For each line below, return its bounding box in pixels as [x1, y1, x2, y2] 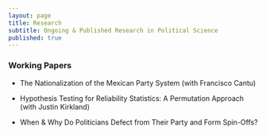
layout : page [8, 11, 52, 20]
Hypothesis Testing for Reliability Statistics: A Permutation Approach [19, 93, 245, 103]
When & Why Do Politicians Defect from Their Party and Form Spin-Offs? [19, 117, 258, 127]
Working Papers [8, 60, 72, 71]
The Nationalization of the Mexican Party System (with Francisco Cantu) [19, 78, 256, 87]
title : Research [8, 19, 62, 27]
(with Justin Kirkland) [19, 102, 90, 111]
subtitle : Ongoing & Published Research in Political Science [8, 26, 218, 34]
